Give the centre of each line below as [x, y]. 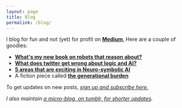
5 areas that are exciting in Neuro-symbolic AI [72, 70]
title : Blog [21, 17]
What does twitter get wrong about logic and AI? [76, 63]
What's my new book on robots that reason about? [78, 57]
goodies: [17, 45]
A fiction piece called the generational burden [71, 76]
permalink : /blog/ [29, 22]
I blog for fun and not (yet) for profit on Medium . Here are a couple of [91, 40]
